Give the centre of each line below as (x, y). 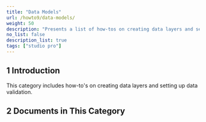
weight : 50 (20, 23)
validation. (19, 91)
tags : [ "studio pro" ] (34, 46)
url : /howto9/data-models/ (41, 18)
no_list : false (26, 35)
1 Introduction (33, 71)
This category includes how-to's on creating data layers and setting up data (102, 85)
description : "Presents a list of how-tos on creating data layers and (100, 29)
